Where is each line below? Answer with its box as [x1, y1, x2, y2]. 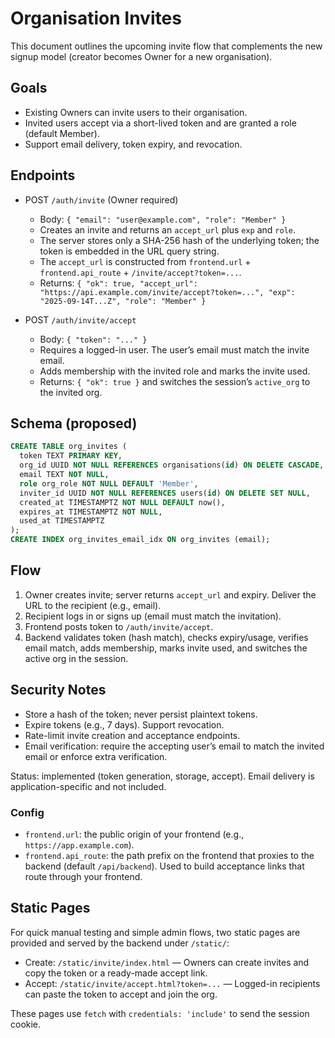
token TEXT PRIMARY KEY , [19, 451, 123, 461]
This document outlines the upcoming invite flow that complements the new [10, 40, 323, 52]
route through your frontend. [24, 870, 143, 882]
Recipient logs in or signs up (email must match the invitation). [24, 610, 282, 622]
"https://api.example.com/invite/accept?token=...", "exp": [39, 287, 296, 297]
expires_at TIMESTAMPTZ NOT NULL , [19, 507, 163, 517]
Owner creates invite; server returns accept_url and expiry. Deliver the [24, 588, 317, 601]
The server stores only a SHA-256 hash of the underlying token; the [39, 234, 320, 246]
